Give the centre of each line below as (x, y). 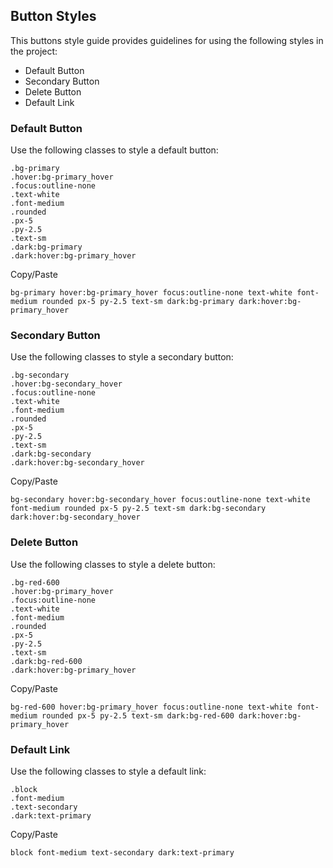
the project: (34, 51)
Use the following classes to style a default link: (108, 771)
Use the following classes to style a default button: (114, 150)
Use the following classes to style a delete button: (113, 564)
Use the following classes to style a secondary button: (122, 357)
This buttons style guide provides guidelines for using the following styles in (167, 40)
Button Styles (53, 16)
